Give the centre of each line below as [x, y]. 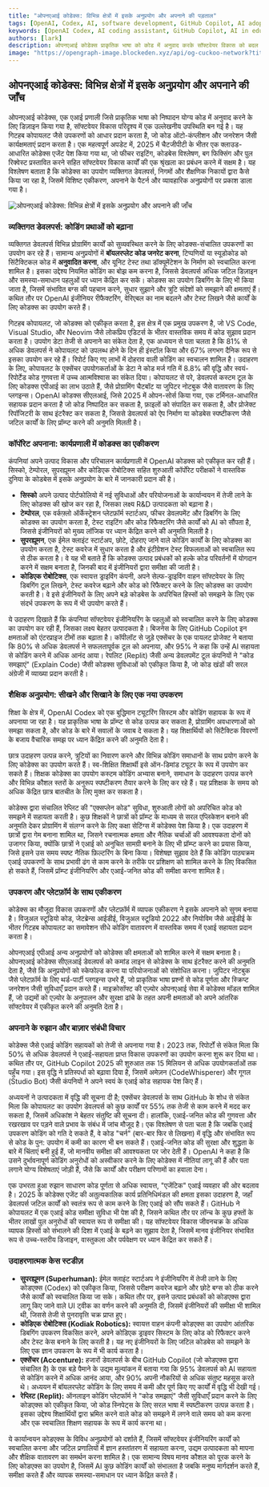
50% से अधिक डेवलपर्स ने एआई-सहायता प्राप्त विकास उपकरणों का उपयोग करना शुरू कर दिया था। [133, 1054]
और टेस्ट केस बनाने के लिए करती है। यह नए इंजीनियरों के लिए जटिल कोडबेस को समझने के [135, 1342]
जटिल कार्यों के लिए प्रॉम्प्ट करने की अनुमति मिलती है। [75, 422]
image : [19, 53]
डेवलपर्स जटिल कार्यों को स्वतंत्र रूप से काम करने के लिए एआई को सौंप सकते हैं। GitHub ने [124, 1204]
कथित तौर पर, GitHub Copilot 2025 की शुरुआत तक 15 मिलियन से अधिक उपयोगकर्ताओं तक [133, 1064]
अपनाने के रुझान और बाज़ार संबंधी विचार [67, 1028]
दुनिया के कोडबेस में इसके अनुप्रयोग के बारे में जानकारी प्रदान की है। [92, 479]
